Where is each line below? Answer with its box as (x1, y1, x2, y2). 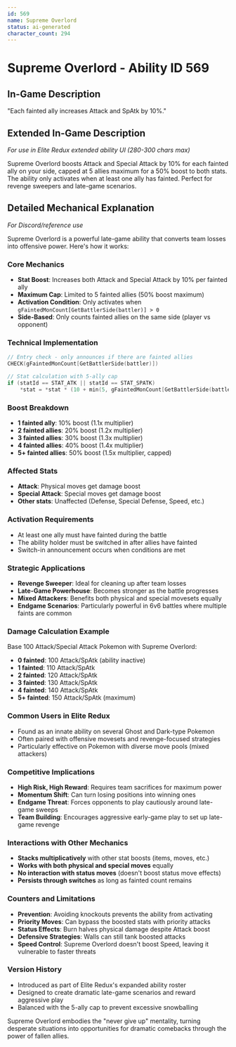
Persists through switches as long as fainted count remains (17, 876, 192, 885)
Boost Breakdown (7, 402, 69, 412)
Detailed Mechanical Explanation (7, 202, 155, 214)
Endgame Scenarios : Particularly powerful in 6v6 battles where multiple (17, 602, 227, 610)
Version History (7, 965, 62, 975)
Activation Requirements (7, 515, 94, 525)
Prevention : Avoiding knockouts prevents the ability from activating (17, 910, 213, 918)
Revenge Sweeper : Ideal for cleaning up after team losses (17, 579, 187, 588)
